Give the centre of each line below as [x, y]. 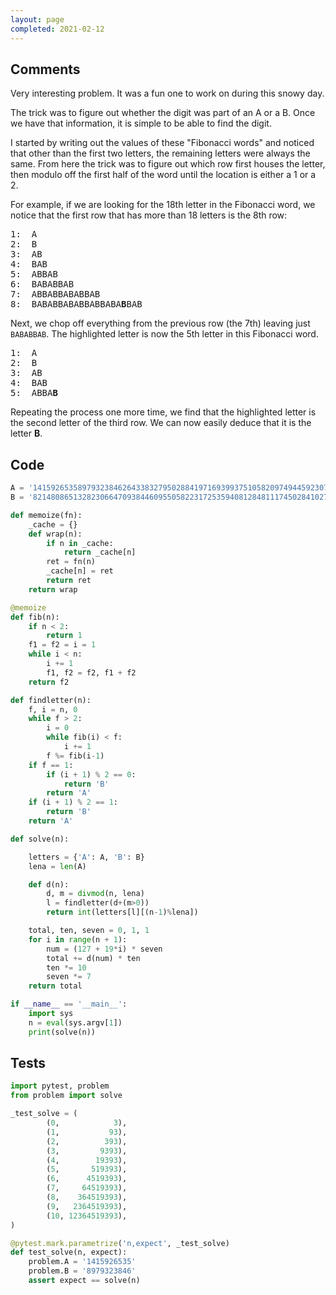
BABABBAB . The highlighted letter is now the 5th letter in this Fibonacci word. [164, 334]
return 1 [64, 636]
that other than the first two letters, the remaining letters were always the [160, 153]
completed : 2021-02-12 [57, 29]
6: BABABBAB [42, 284]
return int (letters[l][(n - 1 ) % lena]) [122, 912]
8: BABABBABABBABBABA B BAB [76, 304]
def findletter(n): [51, 700]
